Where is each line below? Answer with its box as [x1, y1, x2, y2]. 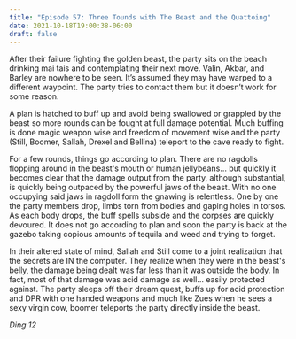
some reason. [9, 91, 59, 102]
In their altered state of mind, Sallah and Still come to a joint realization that [9, 246, 283, 257]
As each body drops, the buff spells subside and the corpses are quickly [9, 210, 275, 221]
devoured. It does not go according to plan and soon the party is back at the [9, 220, 288, 230]
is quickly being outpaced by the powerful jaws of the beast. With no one [9, 182, 277, 193]
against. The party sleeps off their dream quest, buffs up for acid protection [9, 284, 285, 295]
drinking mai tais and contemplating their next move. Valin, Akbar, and [9, 63, 265, 73]
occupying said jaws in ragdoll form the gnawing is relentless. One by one [9, 191, 279, 202]
